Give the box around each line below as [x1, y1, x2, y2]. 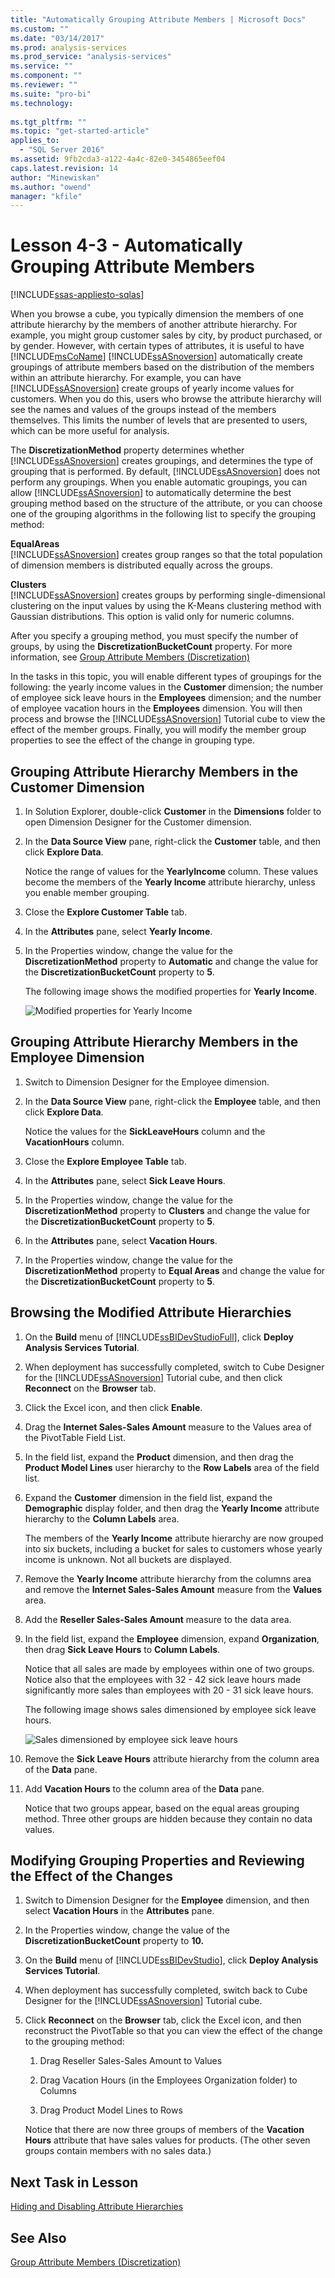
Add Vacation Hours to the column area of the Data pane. [24, 1782, 265, 1795]
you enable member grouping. [24, 887, 150, 898]
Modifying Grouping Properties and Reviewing [10, 1852, 305, 1870]
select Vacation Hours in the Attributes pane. [24, 1905, 215, 1917]
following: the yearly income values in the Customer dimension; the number [10, 681, 324, 693]
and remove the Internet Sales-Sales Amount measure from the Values [24, 1583, 323, 1595]
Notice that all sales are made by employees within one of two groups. [24, 1662, 315, 1675]
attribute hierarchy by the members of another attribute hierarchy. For [10, 319, 298, 331]
